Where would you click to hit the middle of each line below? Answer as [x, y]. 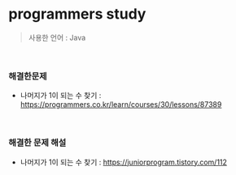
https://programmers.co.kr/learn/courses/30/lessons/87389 [121, 105]
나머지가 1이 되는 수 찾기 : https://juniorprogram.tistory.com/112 [124, 162]
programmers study [77, 14]
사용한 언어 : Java [57, 37]
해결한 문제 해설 [37, 143]
